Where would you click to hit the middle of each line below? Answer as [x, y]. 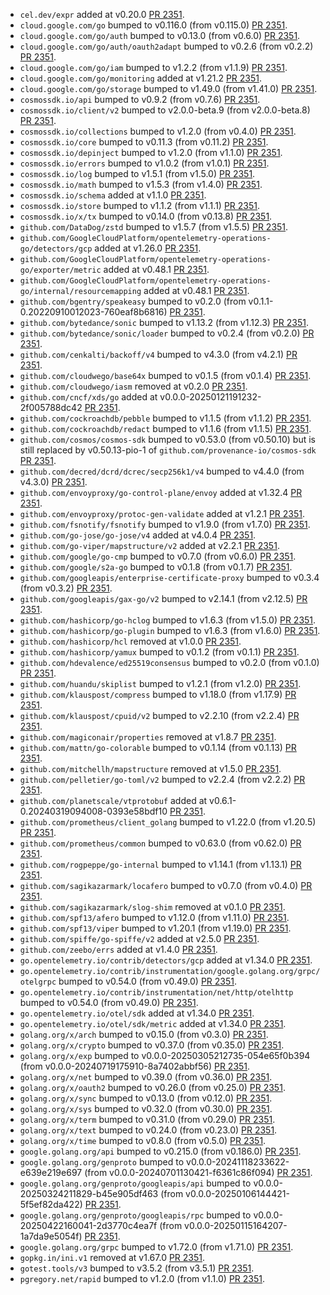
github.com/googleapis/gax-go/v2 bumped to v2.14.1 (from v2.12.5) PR [163, 598]
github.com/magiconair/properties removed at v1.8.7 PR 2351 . [148, 737]
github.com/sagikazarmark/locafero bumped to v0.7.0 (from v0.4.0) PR [166, 885]
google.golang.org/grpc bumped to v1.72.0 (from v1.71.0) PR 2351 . [156, 1247]
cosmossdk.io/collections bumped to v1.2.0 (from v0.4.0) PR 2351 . [158, 131]
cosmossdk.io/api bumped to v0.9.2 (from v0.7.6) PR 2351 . [140, 99]
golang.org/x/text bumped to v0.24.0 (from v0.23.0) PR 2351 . [148, 1130]
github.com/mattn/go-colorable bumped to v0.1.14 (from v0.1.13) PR [158, 747]
